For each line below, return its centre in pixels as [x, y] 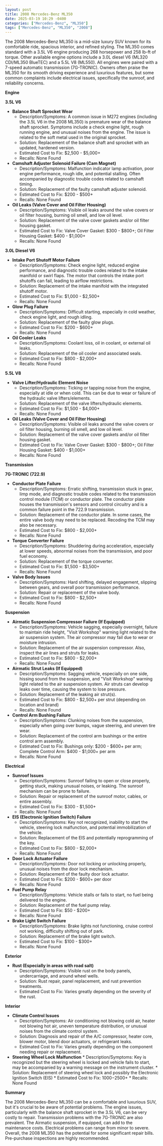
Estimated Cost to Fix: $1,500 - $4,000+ [59, 409]
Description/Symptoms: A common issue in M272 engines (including [88, 117]
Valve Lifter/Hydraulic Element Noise [50, 383]
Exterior [13, 956]
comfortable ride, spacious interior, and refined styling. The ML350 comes [80, 47]
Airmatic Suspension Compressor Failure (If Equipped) [69, 622]
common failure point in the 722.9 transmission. [67, 510]
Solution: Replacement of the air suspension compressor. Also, [82, 648]
